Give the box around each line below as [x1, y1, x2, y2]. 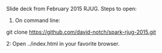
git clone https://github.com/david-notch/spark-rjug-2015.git [6, 28, 156, 36]
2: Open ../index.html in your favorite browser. [6, 40, 120, 47]
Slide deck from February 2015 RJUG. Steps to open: [6, 5, 137, 12]
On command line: [14, 17, 61, 23]
